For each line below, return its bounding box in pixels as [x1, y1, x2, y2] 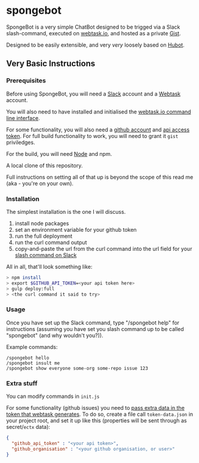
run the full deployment [14, 232, 73, 240]
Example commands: [6, 343, 58, 350]
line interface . [6, 114, 40, 121]
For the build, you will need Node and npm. [6, 150, 112, 157]
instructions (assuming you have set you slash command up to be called [6, 325, 184, 332]
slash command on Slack [14, 252, 77, 259]
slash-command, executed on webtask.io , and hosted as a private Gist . [6, 29, 181, 36]
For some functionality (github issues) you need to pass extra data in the [6, 404, 185, 412]
